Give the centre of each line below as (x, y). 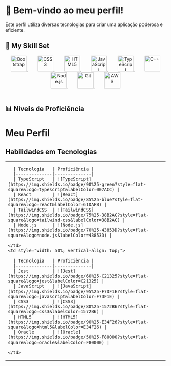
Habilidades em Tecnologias (51, 152)
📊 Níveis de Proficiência (45, 109)
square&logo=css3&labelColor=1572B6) (53, 312)
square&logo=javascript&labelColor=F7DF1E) (61, 297)
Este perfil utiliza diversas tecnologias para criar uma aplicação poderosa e (84, 24)
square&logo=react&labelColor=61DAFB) (55, 205)
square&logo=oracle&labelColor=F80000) (56, 343)
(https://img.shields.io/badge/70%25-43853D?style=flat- (78, 230)
